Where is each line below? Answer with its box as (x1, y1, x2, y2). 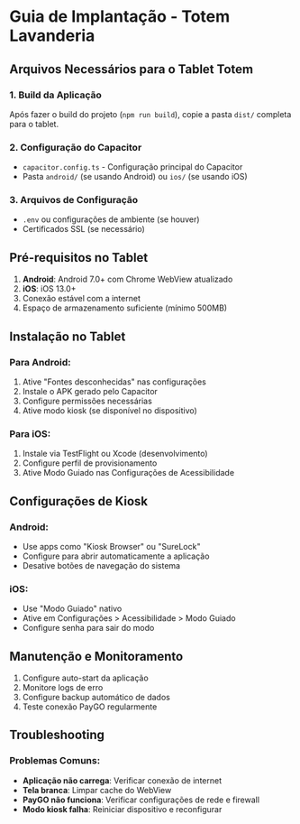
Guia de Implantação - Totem (9, 6, 231, 27)
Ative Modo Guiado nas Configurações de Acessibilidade (22, 468, 235, 478)
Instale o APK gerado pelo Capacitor (22, 385, 158, 396)
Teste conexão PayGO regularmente (22, 701, 158, 712)
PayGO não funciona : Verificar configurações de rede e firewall (22, 794, 259, 805)
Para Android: (9, 356, 71, 368)
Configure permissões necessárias (22, 395, 153, 406)
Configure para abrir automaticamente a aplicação (22, 551, 210, 561)
